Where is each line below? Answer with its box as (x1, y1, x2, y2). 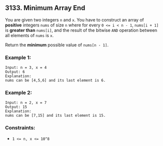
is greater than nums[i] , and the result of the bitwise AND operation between (5, 27, 158, 33)
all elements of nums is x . (5, 32, 54, 38)
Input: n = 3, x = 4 (5, 65, 47, 70)
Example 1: (5, 54, 31, 61)
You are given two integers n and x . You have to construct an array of (5, 17, 144, 22)
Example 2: (5, 89, 32, 96)
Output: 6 (5, 69, 25, 75)
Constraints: (5, 125, 36, 131)
